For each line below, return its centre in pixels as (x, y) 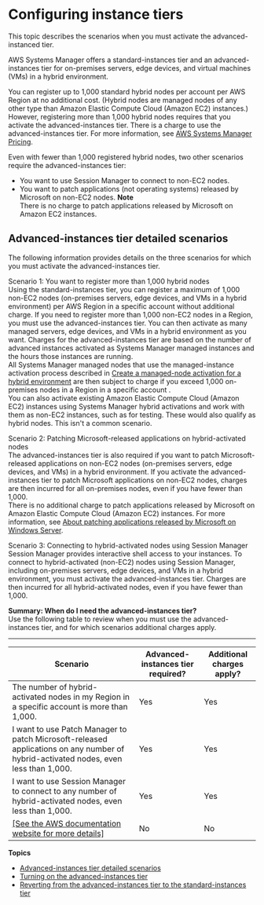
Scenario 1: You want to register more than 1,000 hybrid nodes (109, 281)
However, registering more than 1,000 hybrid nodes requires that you (120, 116)
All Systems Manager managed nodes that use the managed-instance (121, 365)
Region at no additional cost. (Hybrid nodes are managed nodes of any (123, 100)
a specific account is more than (70, 706)
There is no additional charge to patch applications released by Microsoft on (132, 505)
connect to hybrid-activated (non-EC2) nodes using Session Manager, (122, 562)
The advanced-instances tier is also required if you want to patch (114, 455)
